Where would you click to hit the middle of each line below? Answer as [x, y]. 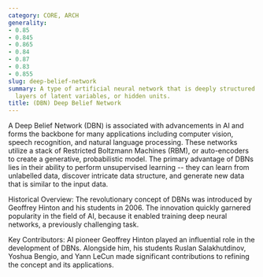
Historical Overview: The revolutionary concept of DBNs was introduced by [130, 199]
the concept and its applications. [61, 265]
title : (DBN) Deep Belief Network [65, 103]
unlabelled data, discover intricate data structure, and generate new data [126, 176]
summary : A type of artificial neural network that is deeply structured [132, 89]
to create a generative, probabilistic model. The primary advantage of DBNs [131, 159]
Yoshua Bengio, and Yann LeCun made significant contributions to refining [129, 257]
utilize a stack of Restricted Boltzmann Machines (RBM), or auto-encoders [129, 151]
